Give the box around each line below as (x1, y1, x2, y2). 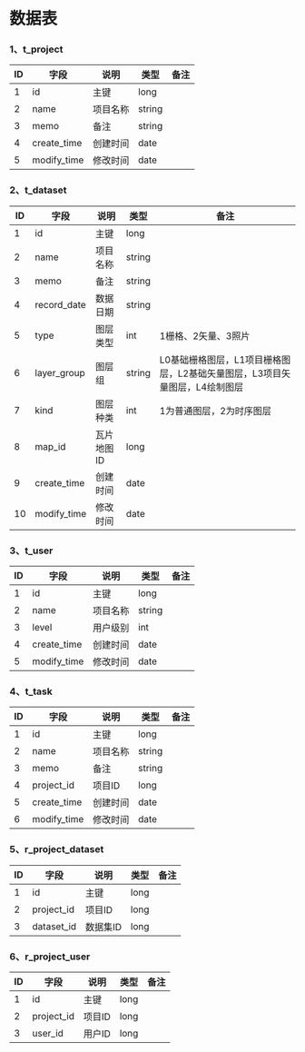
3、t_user (9, 544, 54, 557)
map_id (34, 440, 66, 452)
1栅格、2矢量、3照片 (159, 329, 251, 342)
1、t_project (9, 43, 64, 55)
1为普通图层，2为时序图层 (159, 404, 272, 417)
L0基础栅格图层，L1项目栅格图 (159, 353, 291, 366)
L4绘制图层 (195, 381, 243, 393)
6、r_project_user (9, 950, 91, 963)
